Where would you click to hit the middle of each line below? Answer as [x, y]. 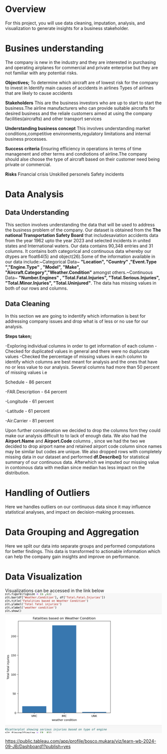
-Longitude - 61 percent [30, 401]
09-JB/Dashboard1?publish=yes [38, 747]
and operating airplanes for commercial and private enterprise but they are [82, 67]
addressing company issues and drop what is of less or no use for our [77, 321]
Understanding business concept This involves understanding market [78, 128]
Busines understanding [54, 49]
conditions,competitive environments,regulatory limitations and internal [78, 134]
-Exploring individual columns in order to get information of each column [80, 346]
